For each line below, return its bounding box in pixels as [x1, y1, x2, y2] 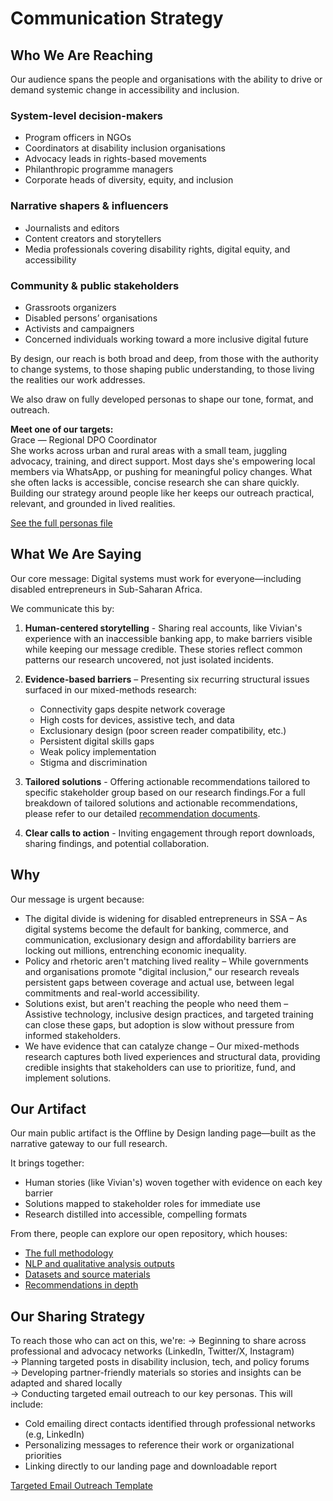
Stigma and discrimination [39, 756, 148, 768]
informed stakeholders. [24, 1029, 121, 1041]
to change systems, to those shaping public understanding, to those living [10, 363, 315, 375]
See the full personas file [10, 517, 113, 529]
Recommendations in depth [24, 1279, 139, 1291]
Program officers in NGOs [24, 132, 132, 144]
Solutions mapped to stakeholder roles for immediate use [24, 1198, 261, 1210]
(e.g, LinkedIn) [24, 1428, 85, 1441]
